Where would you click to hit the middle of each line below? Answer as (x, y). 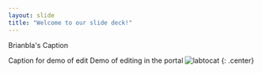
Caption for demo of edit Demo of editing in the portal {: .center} (131, 60)
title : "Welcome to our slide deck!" (70, 23)
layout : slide (32, 15)
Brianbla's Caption (38, 45)
